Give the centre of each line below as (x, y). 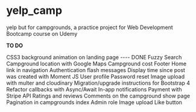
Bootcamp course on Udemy (42, 33)
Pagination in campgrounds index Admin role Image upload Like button (94, 102)
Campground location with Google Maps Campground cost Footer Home (96, 64)
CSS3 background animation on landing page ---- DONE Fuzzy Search (94, 57)
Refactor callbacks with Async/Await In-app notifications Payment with (94, 89)
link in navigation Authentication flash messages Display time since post (96, 70)
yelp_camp (34, 11)
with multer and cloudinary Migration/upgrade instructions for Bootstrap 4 (98, 83)
